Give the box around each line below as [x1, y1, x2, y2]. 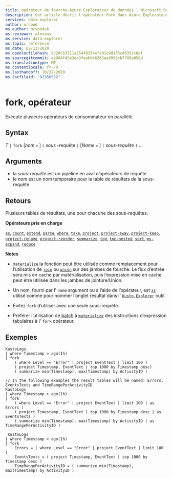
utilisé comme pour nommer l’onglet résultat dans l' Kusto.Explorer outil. [12, 292, 166, 299]
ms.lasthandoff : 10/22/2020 [5, 70, 66, 75]
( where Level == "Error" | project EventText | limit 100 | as [14, 400, 155, 406]
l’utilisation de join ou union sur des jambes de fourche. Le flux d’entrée [12, 266, 165, 272]
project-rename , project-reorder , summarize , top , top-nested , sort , [5, 235, 146, 242]
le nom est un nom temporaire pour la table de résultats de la [12, 176, 142, 182]
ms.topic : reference [5, 41, 50, 46]
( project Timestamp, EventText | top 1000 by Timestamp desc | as [14, 410, 161, 415]
